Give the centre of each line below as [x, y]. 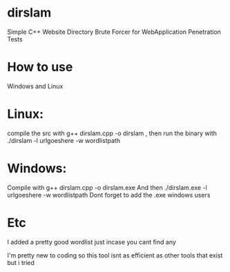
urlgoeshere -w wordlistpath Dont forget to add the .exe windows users [109, 195]
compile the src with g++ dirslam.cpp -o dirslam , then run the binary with [112, 133]
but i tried [21, 262]
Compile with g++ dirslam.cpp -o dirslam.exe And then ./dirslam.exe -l [107, 187]
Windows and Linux [35, 86]
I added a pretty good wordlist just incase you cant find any [92, 242]
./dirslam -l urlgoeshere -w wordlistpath [64, 140]
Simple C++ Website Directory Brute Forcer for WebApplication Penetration [114, 32]
